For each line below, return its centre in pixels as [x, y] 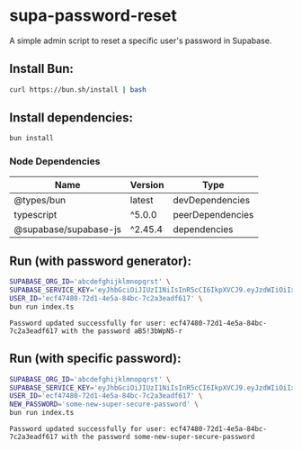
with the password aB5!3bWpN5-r [122, 331]
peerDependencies [213, 214]
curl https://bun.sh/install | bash [78, 90]
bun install [31, 139]
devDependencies [211, 200]
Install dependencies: [71, 118]
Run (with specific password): [95, 359]
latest [142, 200]
